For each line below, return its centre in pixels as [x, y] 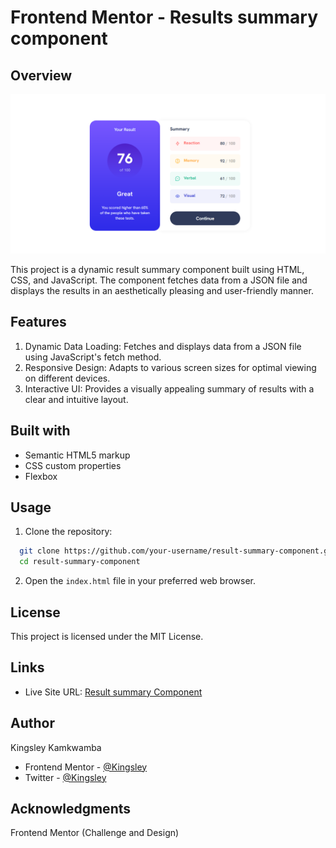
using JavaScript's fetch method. [93, 357]
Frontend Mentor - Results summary [164, 17]
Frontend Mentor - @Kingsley [86, 767]
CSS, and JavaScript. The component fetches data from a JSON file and [159, 280]
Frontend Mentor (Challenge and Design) [95, 833]
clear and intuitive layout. [76, 399]
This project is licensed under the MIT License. [107, 636]
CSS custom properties [73, 465]
